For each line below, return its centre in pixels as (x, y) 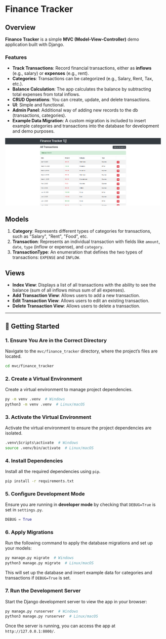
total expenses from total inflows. (46, 95)
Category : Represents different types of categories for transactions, (82, 231)
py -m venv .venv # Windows (35, 399)
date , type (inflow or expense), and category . (58, 247)
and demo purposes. (34, 131)
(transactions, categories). (39, 115)
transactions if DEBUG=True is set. (38, 578)
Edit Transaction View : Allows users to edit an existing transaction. (81, 301)
